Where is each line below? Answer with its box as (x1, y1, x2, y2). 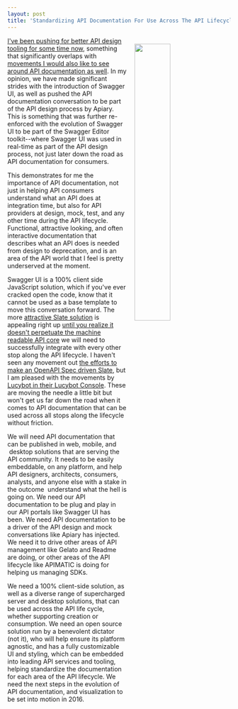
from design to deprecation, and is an (7, 246, 117, 255)
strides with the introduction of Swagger (7, 82, 125, 90)
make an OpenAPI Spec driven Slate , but (7, 366, 126, 374)
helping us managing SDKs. (7, 568, 89, 576)
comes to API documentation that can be (7, 403, 127, 412)
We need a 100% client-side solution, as (7, 581, 125, 590)
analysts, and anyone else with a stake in (7, 477, 127, 486)
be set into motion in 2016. (7, 695, 85, 703)
